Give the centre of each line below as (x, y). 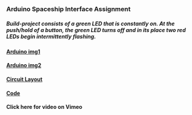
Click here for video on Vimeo (45, 107)
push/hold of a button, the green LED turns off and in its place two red (96, 30)
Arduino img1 (23, 51)
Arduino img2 (24, 65)
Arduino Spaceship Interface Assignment (68, 9)
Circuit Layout (25, 79)
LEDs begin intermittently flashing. (51, 36)
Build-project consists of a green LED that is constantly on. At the (91, 24)
